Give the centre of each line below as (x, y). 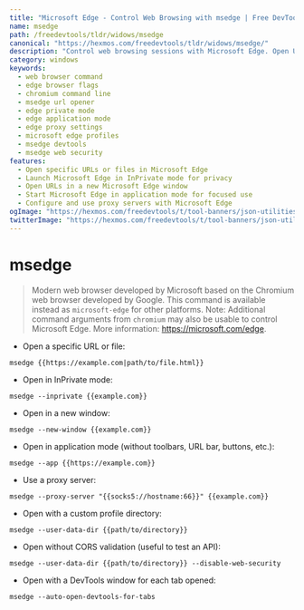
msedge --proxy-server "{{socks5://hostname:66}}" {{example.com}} (139, 496)
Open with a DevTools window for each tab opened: (119, 580)
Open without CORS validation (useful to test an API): (122, 547)
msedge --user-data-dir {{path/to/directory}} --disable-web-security (145, 563)
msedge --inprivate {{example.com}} (78, 396)
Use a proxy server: (59, 479)
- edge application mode (64, 119)
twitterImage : (36, 220)
